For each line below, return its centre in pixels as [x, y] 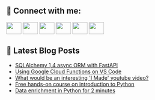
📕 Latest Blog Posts [43, 51]
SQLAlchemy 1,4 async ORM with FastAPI [66, 65]
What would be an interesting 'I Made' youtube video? [82, 77]
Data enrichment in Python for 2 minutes [65, 90]
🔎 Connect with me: [44, 11]
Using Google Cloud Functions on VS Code [68, 71]
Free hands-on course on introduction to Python [74, 84]
